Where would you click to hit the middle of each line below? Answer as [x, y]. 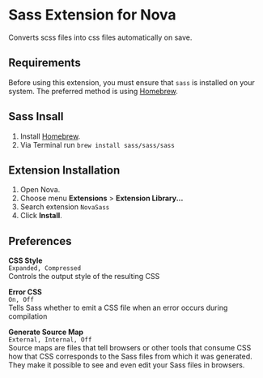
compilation [28, 316]
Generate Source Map [46, 332]
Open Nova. [40, 190]
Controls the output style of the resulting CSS [84, 277]
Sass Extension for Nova [92, 15]
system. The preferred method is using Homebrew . [93, 91]
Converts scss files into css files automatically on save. [100, 37]
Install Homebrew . [50, 136]
